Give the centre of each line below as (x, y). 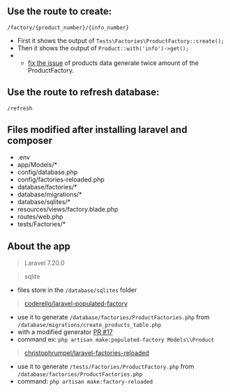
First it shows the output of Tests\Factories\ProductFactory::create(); (121, 41)
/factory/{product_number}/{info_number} (68, 27)
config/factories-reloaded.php (61, 180)
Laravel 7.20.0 (44, 263)
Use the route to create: (60, 12)
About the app (39, 246)
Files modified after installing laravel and (97, 130)
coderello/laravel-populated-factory (76, 304)
